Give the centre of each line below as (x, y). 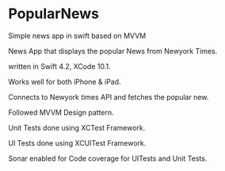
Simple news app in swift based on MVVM (77, 36)
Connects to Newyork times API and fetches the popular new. (109, 97)
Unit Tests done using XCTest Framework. (77, 127)
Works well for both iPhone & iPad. (65, 82)
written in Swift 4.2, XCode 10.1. (59, 66)
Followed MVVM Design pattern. (61, 112)
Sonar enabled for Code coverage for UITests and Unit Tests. (108, 158)
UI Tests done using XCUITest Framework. (77, 142)
